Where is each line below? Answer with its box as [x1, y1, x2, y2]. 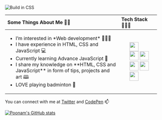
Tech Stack [121, 16, 148, 23]
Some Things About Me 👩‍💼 [7, 19, 71, 26]
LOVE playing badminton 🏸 [15, 81, 76, 88]
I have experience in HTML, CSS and [15, 41, 99, 48]
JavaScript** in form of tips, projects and [15, 67, 110, 74]
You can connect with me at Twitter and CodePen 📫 [5, 99, 109, 105]
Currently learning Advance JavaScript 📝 [15, 55, 108, 62]
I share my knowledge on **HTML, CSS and [15, 61, 116, 67]
